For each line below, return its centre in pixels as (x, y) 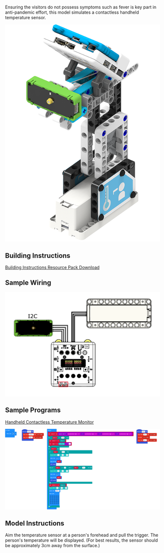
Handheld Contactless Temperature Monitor (50, 422)
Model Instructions (35, 523)
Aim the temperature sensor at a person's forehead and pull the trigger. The (82, 535)
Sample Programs (33, 410)
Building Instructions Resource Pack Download (52, 267)
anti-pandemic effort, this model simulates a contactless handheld (72, 12)
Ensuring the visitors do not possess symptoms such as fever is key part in (81, 7)
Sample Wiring (28, 283)
